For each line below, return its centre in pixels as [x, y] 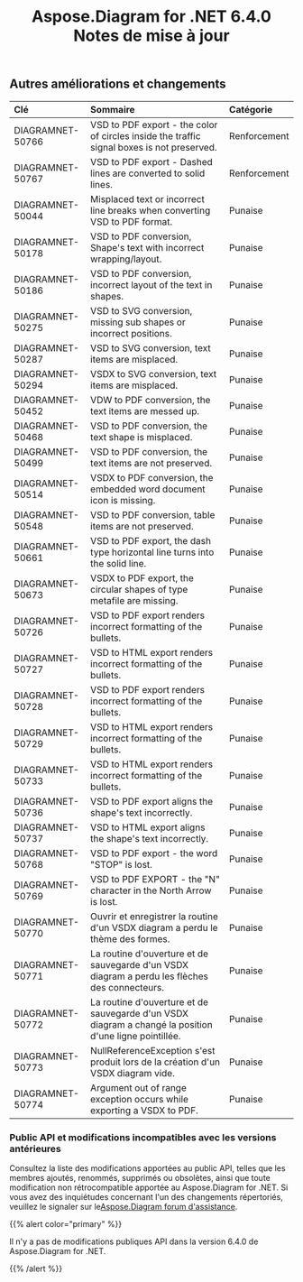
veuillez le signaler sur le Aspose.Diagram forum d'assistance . [124, 1206]
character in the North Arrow [151, 890]
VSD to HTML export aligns [147, 827]
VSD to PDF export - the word [154, 853]
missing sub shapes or [138, 322]
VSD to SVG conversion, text [150, 347]
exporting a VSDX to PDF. [144, 1110]
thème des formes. [130, 938]
